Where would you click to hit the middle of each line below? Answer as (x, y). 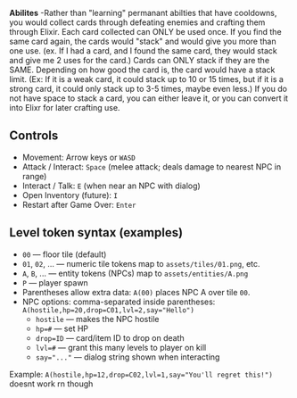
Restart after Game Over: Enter (79, 204)
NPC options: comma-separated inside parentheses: (119, 302)
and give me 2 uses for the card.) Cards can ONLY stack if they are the (140, 60)
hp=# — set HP (62, 328)
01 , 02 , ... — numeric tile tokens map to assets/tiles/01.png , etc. (141, 263)
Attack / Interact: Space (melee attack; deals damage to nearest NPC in (152, 166)
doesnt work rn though (51, 384)
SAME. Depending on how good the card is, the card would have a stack (142, 70)
